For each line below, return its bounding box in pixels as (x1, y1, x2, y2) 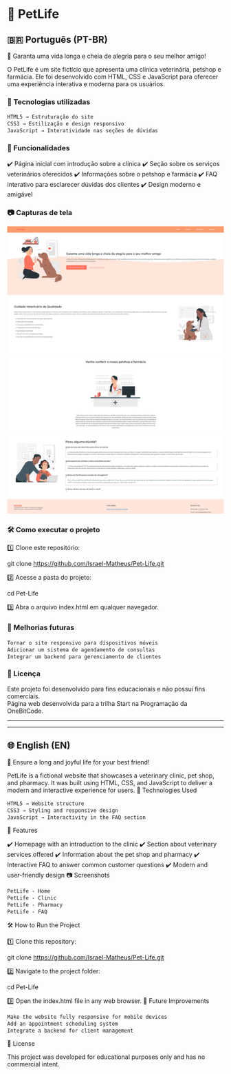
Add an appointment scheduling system (7, 1020, 118, 1027)
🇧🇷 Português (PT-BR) (7, 34, 108, 45)
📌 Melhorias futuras (7, 623, 74, 633)
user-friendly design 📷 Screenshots (7, 871, 110, 879)
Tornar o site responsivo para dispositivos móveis (7, 639, 158, 647)
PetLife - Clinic (7, 894, 57, 902)
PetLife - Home (7, 887, 51, 895)
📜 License (7, 1039, 36, 1047)
